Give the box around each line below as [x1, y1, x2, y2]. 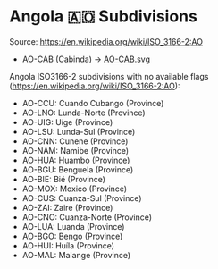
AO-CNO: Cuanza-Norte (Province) [21, 212, 153, 223]
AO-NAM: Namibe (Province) [21, 145, 130, 156]
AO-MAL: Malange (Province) [21, 249, 131, 260]
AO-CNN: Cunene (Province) [21, 136, 129, 147]
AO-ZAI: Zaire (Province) [21, 202, 113, 213]
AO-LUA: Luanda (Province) [21, 221, 125, 231]
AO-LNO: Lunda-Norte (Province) [21, 107, 146, 118]
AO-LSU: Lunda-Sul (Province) [21, 126, 136, 137]
